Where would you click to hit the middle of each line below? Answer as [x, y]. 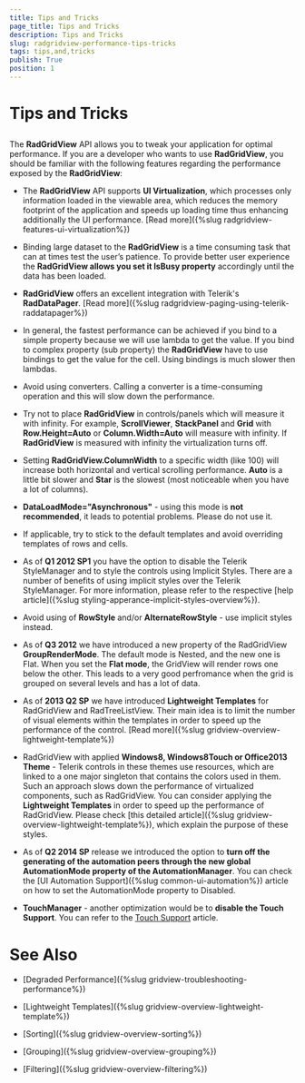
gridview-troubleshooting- [198, 980]
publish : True [36, 60]
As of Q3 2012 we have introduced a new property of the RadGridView [155, 645]
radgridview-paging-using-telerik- [225, 303]
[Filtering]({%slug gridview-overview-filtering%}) [115, 1069]
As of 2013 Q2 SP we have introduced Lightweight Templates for [146, 701]
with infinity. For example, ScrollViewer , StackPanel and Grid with [147, 424]
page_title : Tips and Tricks [64, 26]
